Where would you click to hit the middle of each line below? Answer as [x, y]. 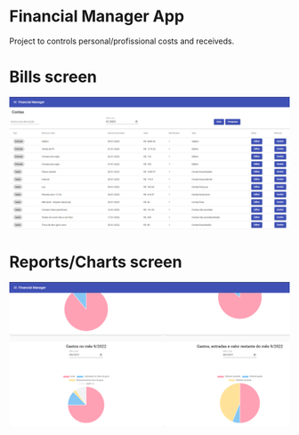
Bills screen [53, 77]
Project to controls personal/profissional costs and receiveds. [122, 41]
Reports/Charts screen [96, 262]
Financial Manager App [97, 16]
